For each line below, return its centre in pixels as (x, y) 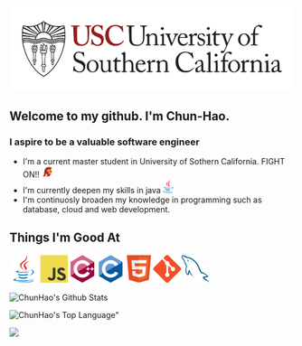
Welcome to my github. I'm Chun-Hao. (120, 116)
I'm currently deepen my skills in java (91, 190)
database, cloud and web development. (96, 209)
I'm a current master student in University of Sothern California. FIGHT (154, 161)
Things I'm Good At (65, 238)
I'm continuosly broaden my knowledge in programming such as (142, 200)
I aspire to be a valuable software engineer (105, 142)
